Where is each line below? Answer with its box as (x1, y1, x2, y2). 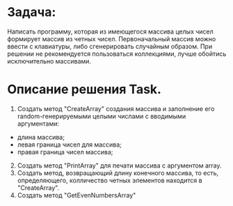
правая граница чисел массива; (17, 147, 113, 156)
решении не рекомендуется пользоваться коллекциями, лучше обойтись (7, 50, 227, 58)
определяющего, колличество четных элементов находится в (17, 176, 203, 184)
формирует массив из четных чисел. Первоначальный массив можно (7, 34, 216, 43)
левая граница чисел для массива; (17, 140, 122, 149)
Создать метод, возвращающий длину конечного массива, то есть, (17, 168, 219, 177)
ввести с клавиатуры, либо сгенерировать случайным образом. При (7, 42, 213, 50)
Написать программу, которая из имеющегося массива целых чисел (7, 27, 214, 36)
